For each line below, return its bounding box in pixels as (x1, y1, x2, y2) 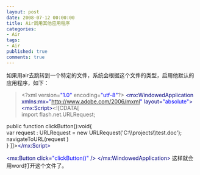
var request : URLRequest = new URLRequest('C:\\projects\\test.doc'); (6, 129, 182, 136)
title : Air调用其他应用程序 (6, 20, 70, 26)
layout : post (6, 9, 40, 15)
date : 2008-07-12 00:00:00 (6, 15, 75, 21)
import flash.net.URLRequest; (21, 111, 96, 118)
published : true (6, 49, 48, 55)
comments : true (6, 54, 45, 60)
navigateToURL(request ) (6, 135, 69, 143)
